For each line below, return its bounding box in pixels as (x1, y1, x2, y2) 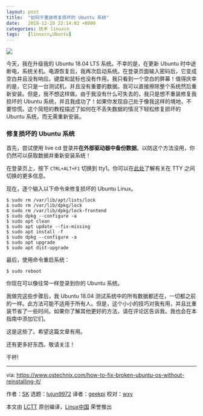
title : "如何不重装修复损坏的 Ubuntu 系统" (6, 15, 109, 21)
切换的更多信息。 (6, 172, 49, 180)
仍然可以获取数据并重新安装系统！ (6, 152, 91, 159)
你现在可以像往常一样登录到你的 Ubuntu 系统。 (6, 279, 123, 287)
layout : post (6, 8, 39, 15)
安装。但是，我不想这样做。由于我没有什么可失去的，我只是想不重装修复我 (11, 90, 197, 97)
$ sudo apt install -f (6, 229, 63, 235)
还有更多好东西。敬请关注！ (6, 341, 76, 348)
